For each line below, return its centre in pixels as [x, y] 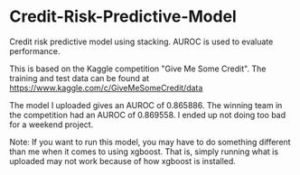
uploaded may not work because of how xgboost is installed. [123, 161]
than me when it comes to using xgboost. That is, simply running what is [144, 152]
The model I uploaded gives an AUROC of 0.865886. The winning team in [146, 105]
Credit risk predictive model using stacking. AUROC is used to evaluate [141, 41]
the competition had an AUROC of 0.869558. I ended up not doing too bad [148, 115]
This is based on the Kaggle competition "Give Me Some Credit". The [138, 69]
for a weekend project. [52, 124]
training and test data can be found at [80, 78]
